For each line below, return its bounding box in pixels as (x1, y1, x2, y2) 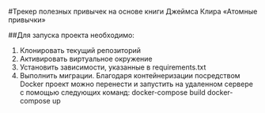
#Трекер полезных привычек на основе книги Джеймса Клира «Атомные (8, 7, 258, 16)
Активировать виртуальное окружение (19, 55, 153, 63)
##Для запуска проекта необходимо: (8, 31, 134, 40)
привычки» (8, 15, 46, 24)
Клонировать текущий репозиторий (19, 46, 141, 55)
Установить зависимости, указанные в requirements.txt (19, 62, 206, 72)
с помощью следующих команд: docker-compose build (19, 88, 206, 97)
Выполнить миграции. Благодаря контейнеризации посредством (19, 71, 240, 80)
